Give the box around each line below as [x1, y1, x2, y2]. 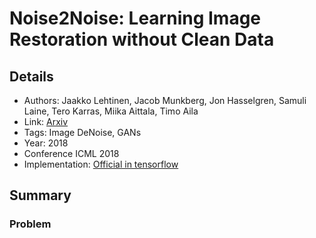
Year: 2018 [23, 137, 69, 149]
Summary [9, 187, 72, 204]
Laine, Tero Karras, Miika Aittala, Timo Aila [23, 105, 199, 117]
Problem [9, 217, 52, 231]
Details [9, 68, 54, 85]
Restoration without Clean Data [9, 28, 275, 51]
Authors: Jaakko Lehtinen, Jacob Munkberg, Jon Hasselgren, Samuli [23, 95, 307, 106]
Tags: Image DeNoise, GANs [23, 127, 142, 138]
